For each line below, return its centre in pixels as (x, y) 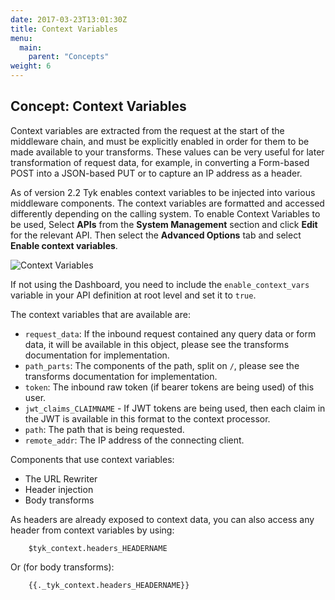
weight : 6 (31, 66)
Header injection (59, 489)
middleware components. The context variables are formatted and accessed (167, 203)
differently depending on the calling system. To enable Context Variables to (165, 213)
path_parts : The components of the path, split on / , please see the (162, 365)
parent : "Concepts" (69, 57)
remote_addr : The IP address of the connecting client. (134, 440)
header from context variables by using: (92, 530)
